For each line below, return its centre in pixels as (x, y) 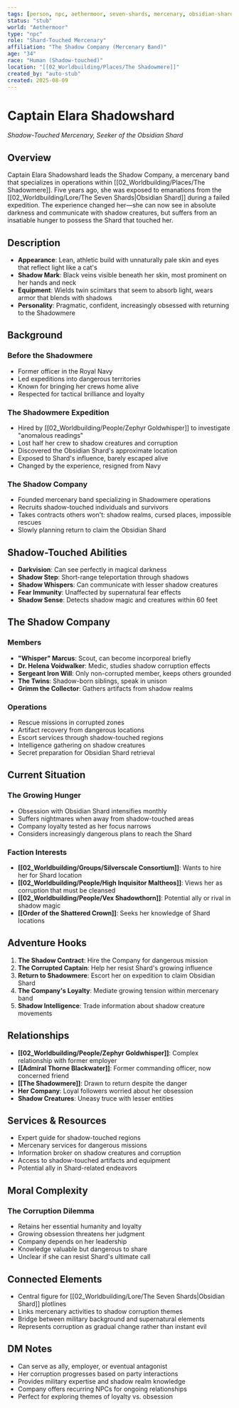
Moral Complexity (48, 1190)
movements (35, 1013)
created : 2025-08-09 (38, 80)
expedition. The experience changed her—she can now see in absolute (112, 205)
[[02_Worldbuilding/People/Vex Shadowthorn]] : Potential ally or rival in (124, 898)
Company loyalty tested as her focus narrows (84, 826)
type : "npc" (25, 34)
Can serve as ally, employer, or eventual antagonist (92, 1366)
